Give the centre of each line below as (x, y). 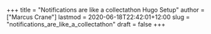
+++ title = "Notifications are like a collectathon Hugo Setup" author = (105, 10)
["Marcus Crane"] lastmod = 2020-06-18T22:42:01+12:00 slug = (98, 17)
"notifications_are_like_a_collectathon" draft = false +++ (86, 24)
